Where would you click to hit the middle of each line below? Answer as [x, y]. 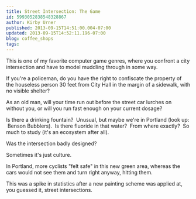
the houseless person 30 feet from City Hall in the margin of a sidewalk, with [98, 84]
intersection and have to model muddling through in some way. [82, 67]
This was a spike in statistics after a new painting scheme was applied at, [94, 183]
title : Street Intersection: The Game [53, 11]
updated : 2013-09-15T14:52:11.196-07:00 [56, 33]
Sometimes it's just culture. [39, 155]
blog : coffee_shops [30, 39]
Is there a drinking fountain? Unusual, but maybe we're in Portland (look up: [98, 119]
